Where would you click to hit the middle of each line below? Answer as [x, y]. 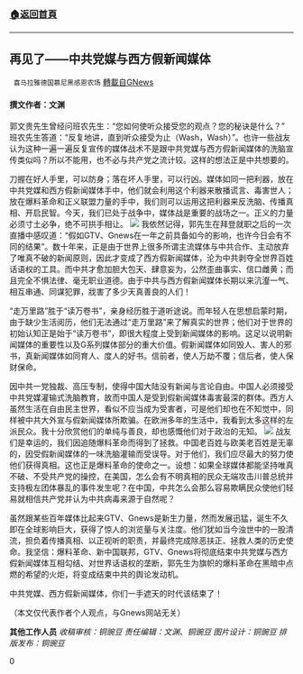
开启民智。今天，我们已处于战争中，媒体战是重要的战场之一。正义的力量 [159, 213]
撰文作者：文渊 [37, 105]
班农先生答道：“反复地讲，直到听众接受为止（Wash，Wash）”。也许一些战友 [150, 138]
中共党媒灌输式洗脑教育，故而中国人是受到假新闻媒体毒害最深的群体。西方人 [151, 397]
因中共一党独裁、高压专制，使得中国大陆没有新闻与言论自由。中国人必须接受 [151, 387]
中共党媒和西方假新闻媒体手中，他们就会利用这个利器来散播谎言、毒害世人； [151, 190]
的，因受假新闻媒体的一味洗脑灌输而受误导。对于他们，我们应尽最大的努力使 [151, 454]
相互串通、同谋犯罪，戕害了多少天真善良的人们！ [100, 292]
